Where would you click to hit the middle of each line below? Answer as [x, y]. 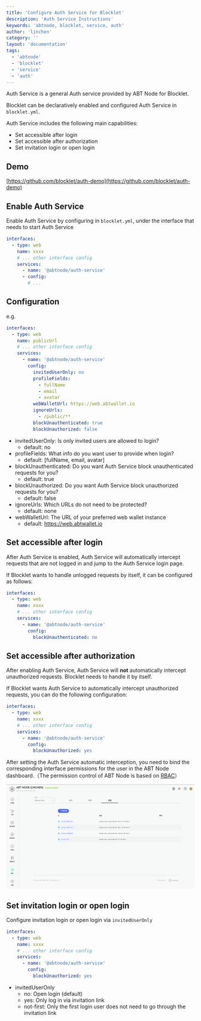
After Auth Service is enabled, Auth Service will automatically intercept [93, 557]
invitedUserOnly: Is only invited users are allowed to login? [87, 440]
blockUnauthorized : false [65, 429]
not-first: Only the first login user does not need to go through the [105, 1006]
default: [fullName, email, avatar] [64, 460]
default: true [39, 479]
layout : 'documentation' [37, 44]
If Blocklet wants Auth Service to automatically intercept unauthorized [92, 688]
